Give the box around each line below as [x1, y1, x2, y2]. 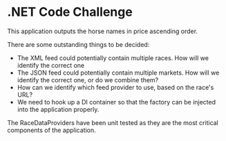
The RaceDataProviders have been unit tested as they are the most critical [7, 118, 219, 126]
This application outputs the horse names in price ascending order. [7, 27, 198, 35]
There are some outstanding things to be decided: [7, 40, 150, 48]
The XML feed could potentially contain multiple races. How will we [17, 53, 209, 62]
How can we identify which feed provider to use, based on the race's [17, 83, 214, 91]
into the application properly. [17, 105, 100, 113]
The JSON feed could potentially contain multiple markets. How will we [17, 68, 220, 77]
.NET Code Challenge [7, 4, 133, 20]
